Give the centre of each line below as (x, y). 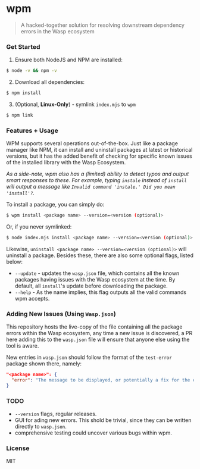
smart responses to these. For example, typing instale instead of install (97, 180)
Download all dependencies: (50, 82)
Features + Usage (32, 130)
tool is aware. (23, 346)
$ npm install (24, 93)
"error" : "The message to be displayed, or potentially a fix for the (101, 380)
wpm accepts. (32, 298)
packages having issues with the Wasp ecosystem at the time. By (95, 279)
